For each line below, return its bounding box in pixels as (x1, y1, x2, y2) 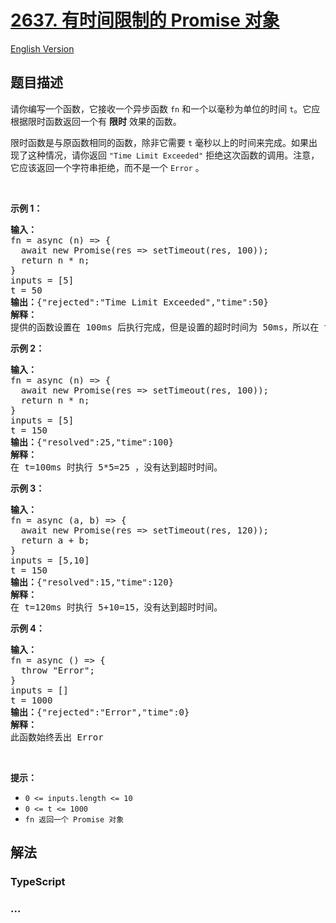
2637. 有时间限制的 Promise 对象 (10, 9, 280, 32)
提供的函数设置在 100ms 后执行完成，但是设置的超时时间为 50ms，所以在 (10, 321, 320, 333)
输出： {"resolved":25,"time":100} (10, 436, 175, 448)
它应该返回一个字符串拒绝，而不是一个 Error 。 (10, 161, 205, 173)
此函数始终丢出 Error (10, 731, 104, 743)
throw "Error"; (20, 664, 95, 676)
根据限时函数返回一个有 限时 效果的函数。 (10, 115, 182, 127)
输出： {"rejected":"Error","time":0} (10, 706, 190, 718)
